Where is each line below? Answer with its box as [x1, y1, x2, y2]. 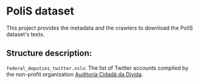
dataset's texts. [6, 30, 45, 37]
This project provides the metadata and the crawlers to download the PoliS [6, 24, 193, 31]
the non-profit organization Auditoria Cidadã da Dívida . [6, 71, 144, 78]
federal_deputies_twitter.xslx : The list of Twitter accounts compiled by [6, 64, 189, 71]
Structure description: [6, 48, 92, 59]
